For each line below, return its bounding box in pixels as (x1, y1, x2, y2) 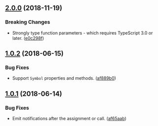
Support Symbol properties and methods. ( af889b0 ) (12, 75, 117, 81)
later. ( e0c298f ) (12, 35, 44, 41)
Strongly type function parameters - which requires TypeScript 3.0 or (12, 30, 153, 36)
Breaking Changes (5, 19, 51, 26)
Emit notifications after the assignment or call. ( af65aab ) (12, 116, 126, 122)
